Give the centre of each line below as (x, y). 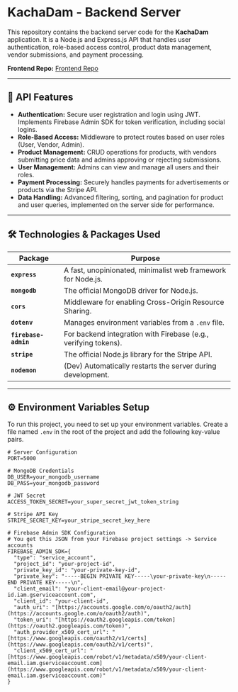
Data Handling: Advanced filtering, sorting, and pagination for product (120, 197)
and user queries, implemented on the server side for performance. (116, 205)
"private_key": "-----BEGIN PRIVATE (68, 576)
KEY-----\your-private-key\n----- (175, 576)
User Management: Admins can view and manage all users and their (118, 167)
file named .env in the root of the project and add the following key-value (114, 432)
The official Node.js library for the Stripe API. (138, 354)
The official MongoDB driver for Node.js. (131, 290)
